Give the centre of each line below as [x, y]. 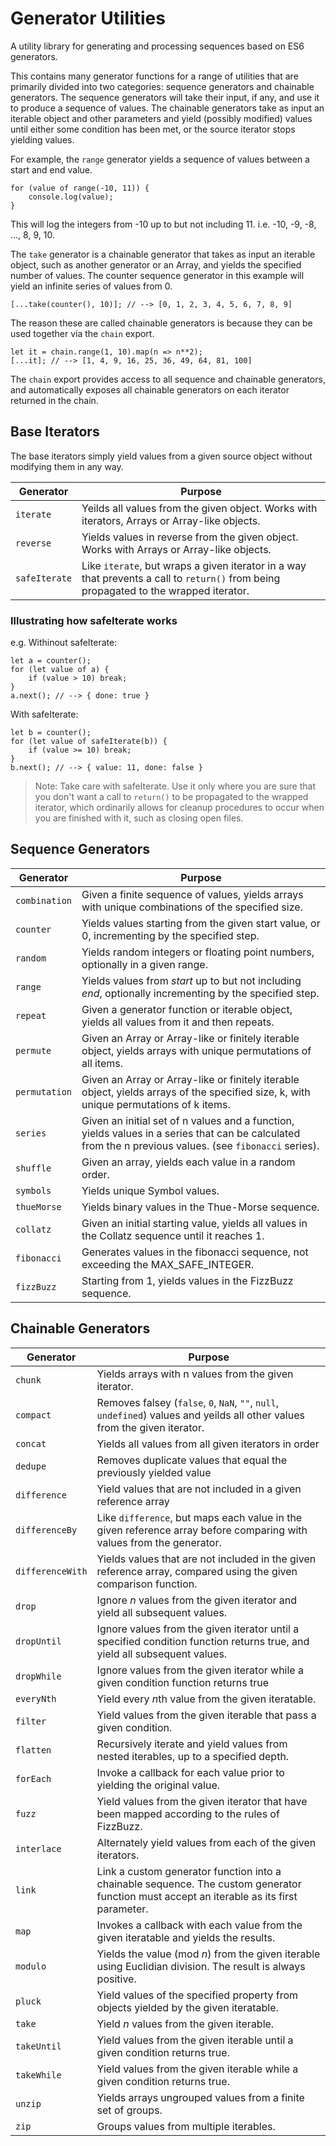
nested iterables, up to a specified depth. [193, 1756]
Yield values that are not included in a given [199, 1489]
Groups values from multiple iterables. [186, 2126]
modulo [31, 1966]
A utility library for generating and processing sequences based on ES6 [157, 46]
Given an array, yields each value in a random [188, 1162]
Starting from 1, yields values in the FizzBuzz [187, 1280]
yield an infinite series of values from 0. [91, 286]
